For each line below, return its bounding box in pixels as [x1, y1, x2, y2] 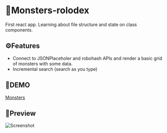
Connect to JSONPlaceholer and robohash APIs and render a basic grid [12, 55, 162, 61]
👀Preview [5, 109, 36, 118]
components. [5, 26, 33, 33]
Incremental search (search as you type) [12, 66, 98, 72]
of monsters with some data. [12, 61, 73, 67]
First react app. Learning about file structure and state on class [5, 21, 137, 28]
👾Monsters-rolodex [5, 5, 90, 16]
